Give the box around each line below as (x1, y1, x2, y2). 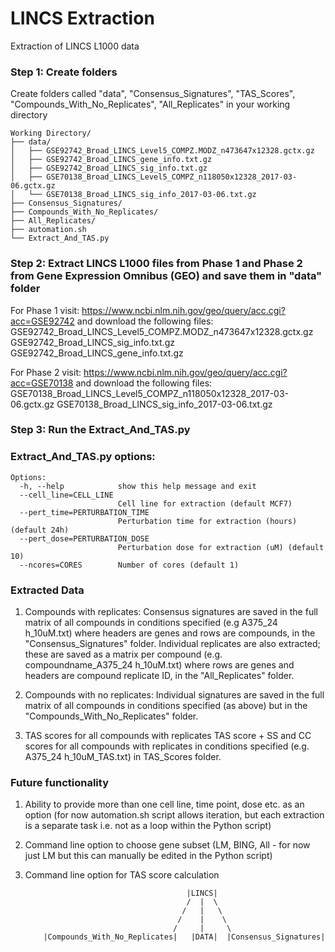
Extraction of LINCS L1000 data (10, 40, 140, 52)
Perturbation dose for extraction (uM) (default (117, 542, 325, 552)
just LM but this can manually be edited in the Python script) (24, 850, 273, 862)
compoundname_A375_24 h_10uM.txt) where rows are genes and (24, 659, 295, 671)
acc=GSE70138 (10, 377, 74, 389)
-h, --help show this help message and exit (19, 481, 257, 491)
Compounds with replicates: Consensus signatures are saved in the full (24, 606, 318, 618)
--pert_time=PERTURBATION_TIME (19, 507, 150, 517)
